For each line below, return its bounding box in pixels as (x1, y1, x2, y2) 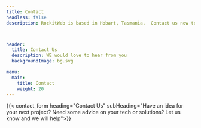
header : (6, 41, 26, 47)
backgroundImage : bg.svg (11, 58, 74, 64)
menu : (6, 69, 20, 75)
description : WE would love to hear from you (11, 52, 127, 59)
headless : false (6, 14, 47, 20)
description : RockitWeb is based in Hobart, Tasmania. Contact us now (6, 20, 188, 26)
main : (11, 75, 26, 81)
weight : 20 (17, 85, 44, 92)
